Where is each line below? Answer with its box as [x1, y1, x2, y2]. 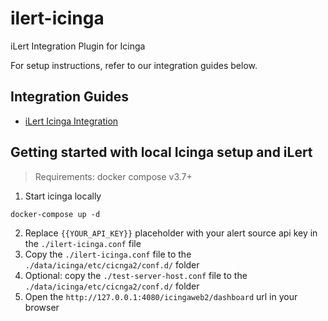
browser [24, 301, 60, 313]
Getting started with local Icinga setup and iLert [10, 144, 313, 161]
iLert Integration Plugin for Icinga [10, 40, 146, 52]
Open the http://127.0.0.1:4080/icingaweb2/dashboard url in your [24, 290, 298, 302]
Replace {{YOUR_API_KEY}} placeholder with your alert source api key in [24, 227, 318, 239]
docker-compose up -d [10, 209, 101, 219]
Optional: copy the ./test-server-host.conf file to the [24, 269, 248, 281]
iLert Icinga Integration [24, 115, 119, 127]
